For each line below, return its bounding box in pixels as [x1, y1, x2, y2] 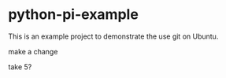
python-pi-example [8, 6, 139, 24]
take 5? [8, 61, 32, 72]
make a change [8, 46, 58, 56]
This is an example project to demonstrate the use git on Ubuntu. [8, 32, 219, 41]
